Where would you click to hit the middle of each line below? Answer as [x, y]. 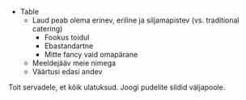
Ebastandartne [69, 46]
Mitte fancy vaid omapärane [91, 54]
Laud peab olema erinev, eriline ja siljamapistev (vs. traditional [136, 20]
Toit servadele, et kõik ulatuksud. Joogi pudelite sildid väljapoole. [117, 87]
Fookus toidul [67, 37]
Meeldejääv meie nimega [74, 63]
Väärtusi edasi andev [67, 71]
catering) [47, 29]
